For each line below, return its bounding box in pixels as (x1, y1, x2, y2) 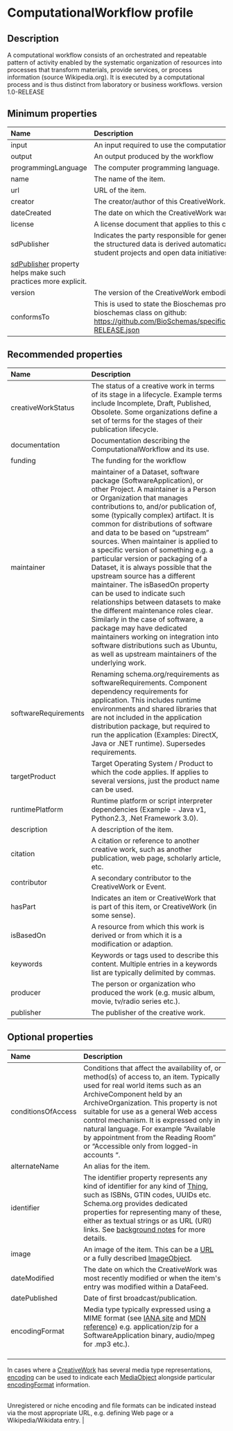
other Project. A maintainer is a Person (91, 484, 216, 494)
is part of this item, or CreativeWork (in (91, 901, 217, 911)
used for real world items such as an (83, 1081, 202, 1091)
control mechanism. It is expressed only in (83, 1116, 221, 1125)
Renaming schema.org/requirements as (91, 669, 220, 678)
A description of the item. (91, 824, 174, 834)
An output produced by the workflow (94, 151, 214, 161)
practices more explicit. (10, 276, 87, 286)
